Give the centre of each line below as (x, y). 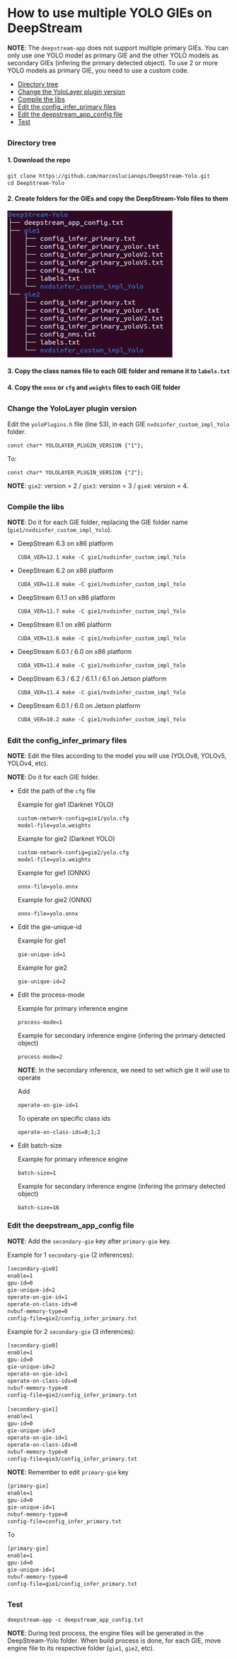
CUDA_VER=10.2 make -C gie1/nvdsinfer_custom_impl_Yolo (102, 720)
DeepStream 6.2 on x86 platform (65, 571)
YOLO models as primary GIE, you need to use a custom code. (98, 70)
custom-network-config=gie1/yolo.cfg (73, 819)
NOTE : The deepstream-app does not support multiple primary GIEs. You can (118, 48)
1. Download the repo (39, 160)
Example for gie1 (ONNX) (54, 873)
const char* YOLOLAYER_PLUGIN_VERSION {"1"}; (75, 445)
